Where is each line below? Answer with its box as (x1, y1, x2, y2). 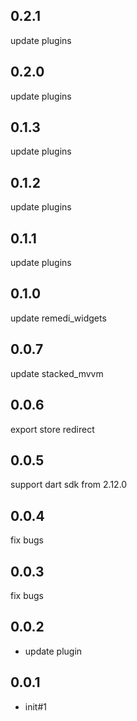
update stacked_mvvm (10, 367, 104, 379)
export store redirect (10, 423, 95, 435)
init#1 (24, 700, 47, 713)
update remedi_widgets (10, 312, 107, 324)
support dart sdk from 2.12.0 (10, 479, 128, 491)
